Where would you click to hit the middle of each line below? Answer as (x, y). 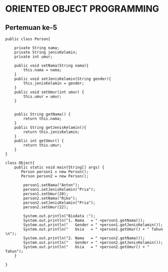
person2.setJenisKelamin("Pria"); (59, 203)
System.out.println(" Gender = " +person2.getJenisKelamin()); (93, 243)
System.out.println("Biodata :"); (59, 216)
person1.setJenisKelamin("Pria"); (59, 190)
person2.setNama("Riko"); (51, 198)
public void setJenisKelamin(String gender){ (63, 79)
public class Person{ (28, 39)
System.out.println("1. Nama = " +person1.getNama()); (84, 220)
